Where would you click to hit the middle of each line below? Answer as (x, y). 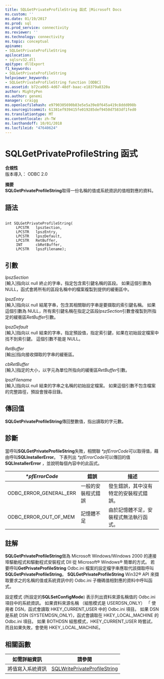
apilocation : (18, 55)
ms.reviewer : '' (21, 32)
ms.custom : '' (20, 14)
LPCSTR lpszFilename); (41, 249)
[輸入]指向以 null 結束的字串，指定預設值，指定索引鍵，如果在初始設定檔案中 (82, 333)
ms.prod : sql (18, 23)
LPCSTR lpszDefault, (39, 236)
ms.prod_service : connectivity (37, 28)
